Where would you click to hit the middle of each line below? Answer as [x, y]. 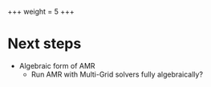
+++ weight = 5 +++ [41, 12]
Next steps [45, 44]
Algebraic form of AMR [57, 65]
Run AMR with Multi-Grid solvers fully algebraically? [117, 74]
